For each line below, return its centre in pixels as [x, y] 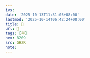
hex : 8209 [16, 38]
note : [11, 47]
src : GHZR [16, 43]
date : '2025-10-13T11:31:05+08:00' [42, 15]
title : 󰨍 [14, 24]
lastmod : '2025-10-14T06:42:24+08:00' [46, 19]
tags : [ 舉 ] [16, 33]
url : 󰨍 [12, 29]
